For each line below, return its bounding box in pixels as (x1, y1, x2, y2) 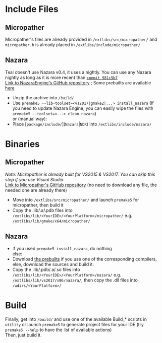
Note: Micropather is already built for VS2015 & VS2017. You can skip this (5, 171, 155, 177)
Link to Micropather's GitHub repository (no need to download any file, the (5, 182, 157, 188)
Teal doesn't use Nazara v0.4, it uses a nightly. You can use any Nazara (5, 69, 152, 75)
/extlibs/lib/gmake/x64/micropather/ (12, 218, 91, 224)
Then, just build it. (5, 332, 42, 338)
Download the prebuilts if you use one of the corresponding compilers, (12, 256, 157, 262)
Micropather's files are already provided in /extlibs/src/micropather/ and (5, 36, 158, 42)
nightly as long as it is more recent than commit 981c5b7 (5, 74, 118, 80)
